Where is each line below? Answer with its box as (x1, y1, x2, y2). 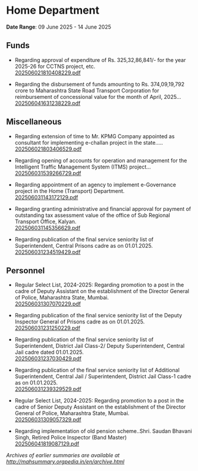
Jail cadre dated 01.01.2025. (14, 349, 84, 356)
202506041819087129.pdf (14, 440, 80, 447)
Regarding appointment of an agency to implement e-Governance (14, 181, 177, 188)
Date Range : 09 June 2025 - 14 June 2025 (6, 23, 112, 30)
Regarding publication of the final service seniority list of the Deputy (14, 312, 183, 319)
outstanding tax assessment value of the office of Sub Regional (14, 211, 171, 219)
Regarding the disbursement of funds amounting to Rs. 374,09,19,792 (14, 80, 185, 88)
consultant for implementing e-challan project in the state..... (14, 139, 164, 146)
